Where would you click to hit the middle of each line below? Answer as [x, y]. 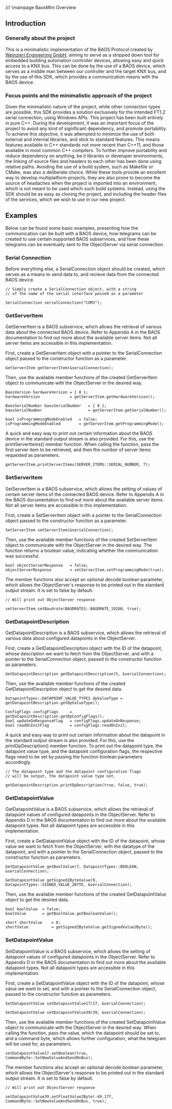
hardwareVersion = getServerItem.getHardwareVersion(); [80, 397]
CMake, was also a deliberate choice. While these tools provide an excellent [86, 172]
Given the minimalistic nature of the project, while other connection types [83, 106]
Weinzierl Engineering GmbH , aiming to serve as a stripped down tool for [82, 55]
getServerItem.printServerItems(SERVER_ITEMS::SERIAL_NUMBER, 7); [78, 465]
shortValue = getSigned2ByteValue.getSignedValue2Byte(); [79, 927]
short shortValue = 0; [33, 923]
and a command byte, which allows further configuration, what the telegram [86, 1038]
